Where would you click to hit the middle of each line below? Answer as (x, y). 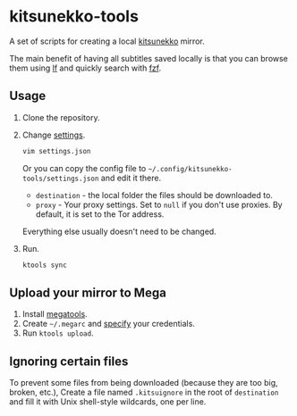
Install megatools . (55, 314)
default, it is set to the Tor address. (100, 214)
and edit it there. (131, 178)
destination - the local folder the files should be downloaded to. (154, 195)
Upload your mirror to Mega (88, 292)
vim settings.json (56, 151)
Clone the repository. (61, 117)
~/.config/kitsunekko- (190, 169)
